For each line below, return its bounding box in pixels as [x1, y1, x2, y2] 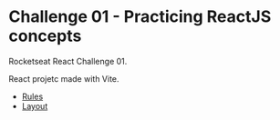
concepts [8, 25, 82, 46]
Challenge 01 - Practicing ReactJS [8, 6, 272, 27]
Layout [21, 100, 48, 111]
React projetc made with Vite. [8, 73, 119, 84]
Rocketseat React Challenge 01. [8, 55, 128, 66]
